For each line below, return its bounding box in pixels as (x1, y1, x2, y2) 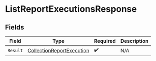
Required (94, 38, 116, 44)
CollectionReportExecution (28, 47, 90, 54)
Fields (5, 23, 25, 31)
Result (7, 48, 23, 53)
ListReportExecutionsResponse (5, 3, 137, 15)
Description (120, 38, 149, 44)
